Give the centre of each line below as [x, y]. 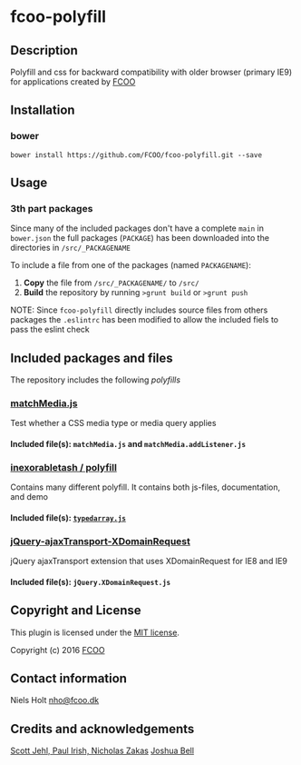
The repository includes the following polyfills [95, 380]
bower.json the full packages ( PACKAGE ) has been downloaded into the [140, 238]
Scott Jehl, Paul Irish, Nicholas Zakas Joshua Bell [102, 750]
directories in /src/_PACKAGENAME [70, 248]
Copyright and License [76, 611]
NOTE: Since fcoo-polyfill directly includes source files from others [139, 310]
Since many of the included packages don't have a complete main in [137, 228]
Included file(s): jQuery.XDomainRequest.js [91, 581]
